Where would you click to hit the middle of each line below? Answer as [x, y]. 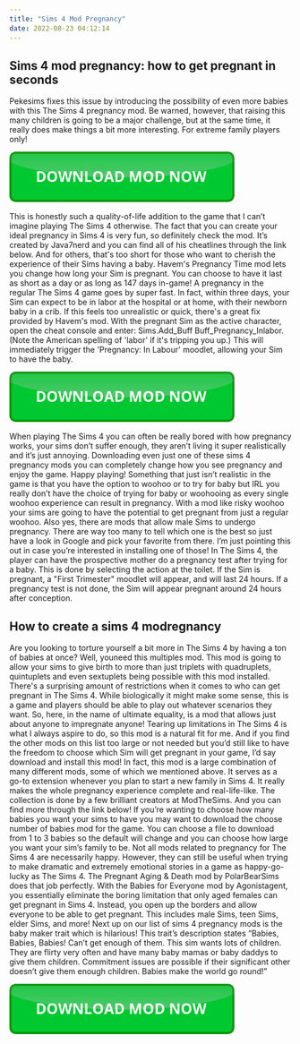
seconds [34, 79]
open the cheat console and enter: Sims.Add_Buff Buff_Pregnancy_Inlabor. [147, 330]
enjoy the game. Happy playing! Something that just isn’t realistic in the [140, 475]
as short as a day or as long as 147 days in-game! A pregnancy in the [137, 283]
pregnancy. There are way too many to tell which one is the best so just [141, 532]
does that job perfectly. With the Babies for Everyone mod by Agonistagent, [149, 886]
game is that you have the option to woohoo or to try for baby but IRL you [145, 484]
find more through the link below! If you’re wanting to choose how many [142, 809]
